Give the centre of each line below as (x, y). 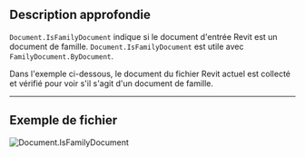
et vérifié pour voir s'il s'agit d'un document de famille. (112, 83)
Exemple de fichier (64, 120)
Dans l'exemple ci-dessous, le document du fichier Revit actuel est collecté (150, 74)
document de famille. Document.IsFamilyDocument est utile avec (127, 46)
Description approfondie (80, 15)
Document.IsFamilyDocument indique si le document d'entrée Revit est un (144, 36)
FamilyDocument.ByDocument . (62, 56)
